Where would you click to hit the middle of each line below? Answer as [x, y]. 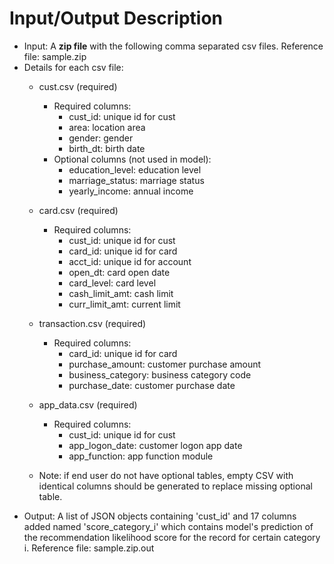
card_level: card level [112, 283]
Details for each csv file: [73, 67]
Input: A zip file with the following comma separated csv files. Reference [173, 46]
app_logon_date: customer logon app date [155, 445]
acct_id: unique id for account [130, 261]
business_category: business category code [160, 374]
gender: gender [101, 138]
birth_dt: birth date [107, 148]
